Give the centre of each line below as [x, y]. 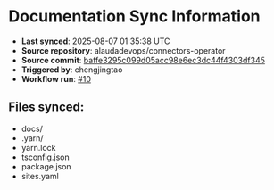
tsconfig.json [45, 157]
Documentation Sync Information [134, 17]
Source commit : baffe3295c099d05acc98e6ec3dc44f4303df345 [143, 60]
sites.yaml [40, 176]
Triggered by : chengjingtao [72, 70]
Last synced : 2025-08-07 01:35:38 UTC [95, 41]
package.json [46, 166]
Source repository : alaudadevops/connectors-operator [123, 50]
